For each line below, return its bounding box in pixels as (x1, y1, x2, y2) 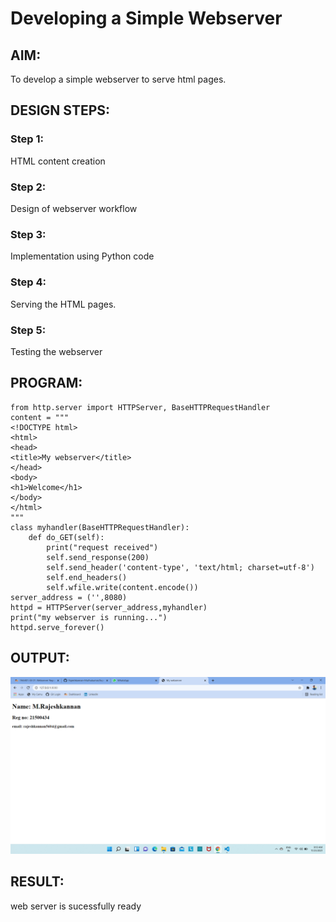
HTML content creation (10, 155, 106, 167)
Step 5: (10, 323, 47, 337)
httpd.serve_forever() (10, 622, 105, 632)
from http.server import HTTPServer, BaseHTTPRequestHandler (10, 402, 271, 412)
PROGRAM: (10, 375, 83, 392)
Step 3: (10, 227, 47, 241)
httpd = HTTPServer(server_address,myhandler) (10, 602, 208, 612)
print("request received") (46, 542, 159, 552)
